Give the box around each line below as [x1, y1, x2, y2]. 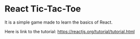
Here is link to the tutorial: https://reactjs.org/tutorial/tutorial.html [4, 28, 135, 34]
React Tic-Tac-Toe [4, 3, 81, 14]
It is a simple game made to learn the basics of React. [4, 19, 113, 25]
